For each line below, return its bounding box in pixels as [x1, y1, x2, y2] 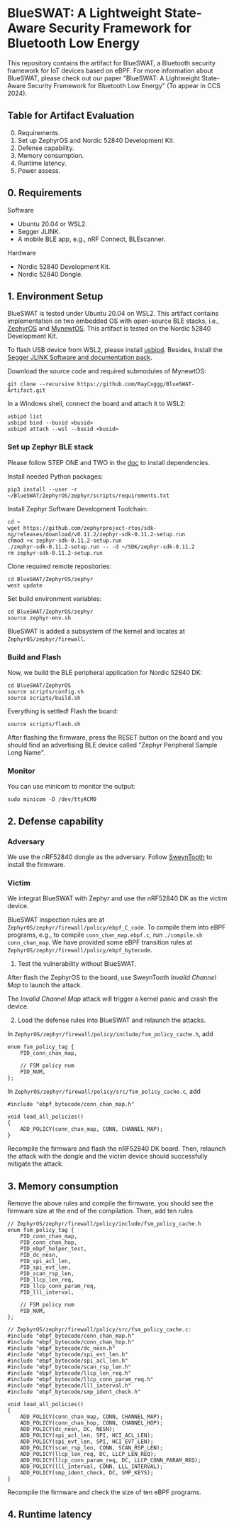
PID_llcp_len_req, [20, 1277, 74, 1284]
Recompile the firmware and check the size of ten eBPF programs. [7, 1488, 202, 1496]
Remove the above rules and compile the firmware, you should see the [7, 1199, 214, 1208]
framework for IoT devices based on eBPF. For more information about [7, 66, 213, 75]
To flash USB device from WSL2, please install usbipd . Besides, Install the [7, 346, 223, 354]
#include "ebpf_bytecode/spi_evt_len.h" [7, 1351, 129, 1358]
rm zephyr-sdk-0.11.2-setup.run [7, 549, 103, 556]
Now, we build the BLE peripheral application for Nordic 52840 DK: [7, 668, 203, 676]
